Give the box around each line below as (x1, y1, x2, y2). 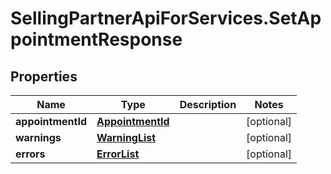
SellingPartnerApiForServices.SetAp (10, 7, 322, 30)
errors (15, 147, 46, 161)
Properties (10, 68, 78, 85)
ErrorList (96, 147, 140, 161)
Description (179, 98, 237, 111)
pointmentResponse (10, 28, 183, 51)
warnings (15, 131, 62, 144)
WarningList (96, 131, 157, 144)
